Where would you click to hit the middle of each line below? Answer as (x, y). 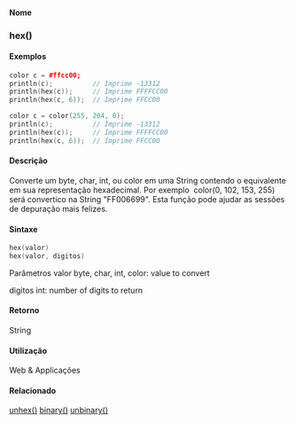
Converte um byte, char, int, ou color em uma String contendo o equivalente (147, 180)
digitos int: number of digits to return (76, 290)
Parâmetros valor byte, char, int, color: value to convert (109, 273)
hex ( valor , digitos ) (47, 256)
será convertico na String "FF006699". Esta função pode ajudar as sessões (147, 199)
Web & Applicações (45, 370)
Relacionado (33, 390)
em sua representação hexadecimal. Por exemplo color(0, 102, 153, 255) (142, 190)
